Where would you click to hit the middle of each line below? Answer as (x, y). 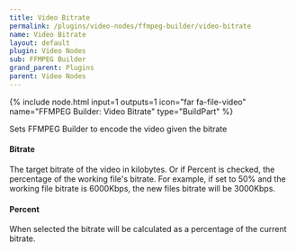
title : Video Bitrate (50, 18)
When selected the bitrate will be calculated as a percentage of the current (148, 229)
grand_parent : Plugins (52, 68)
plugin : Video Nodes (48, 51)
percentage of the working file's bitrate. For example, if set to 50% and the (148, 179)
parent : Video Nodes (48, 76)
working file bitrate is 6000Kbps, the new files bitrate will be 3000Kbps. (143, 188)
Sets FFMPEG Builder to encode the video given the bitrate (118, 129)
